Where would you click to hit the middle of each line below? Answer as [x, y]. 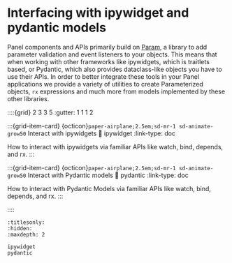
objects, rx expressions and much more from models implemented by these [116, 91]
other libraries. [28, 98]
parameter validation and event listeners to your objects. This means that [113, 54]
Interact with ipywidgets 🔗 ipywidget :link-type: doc [102, 133]
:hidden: [20, 228]
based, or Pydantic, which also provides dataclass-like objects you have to [115, 69]
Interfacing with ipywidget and [98, 13]
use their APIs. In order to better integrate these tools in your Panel [103, 76]
